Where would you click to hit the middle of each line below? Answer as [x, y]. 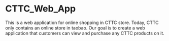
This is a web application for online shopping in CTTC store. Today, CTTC [82, 22]
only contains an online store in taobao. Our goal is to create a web [75, 27]
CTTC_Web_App [41, 9]
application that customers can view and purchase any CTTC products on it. [85, 33]
